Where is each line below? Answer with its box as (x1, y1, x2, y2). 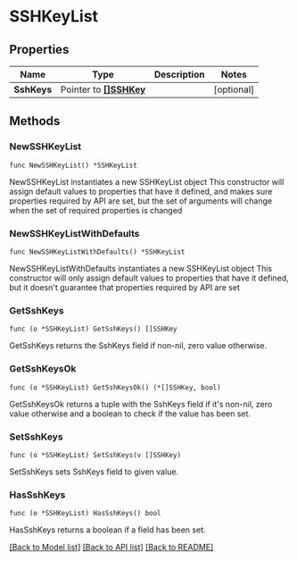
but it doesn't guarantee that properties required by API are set (9, 281, 241, 292)
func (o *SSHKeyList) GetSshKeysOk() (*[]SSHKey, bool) (9, 382, 221, 392)
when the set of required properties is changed (9, 205, 183, 215)
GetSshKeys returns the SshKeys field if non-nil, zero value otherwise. (9, 340, 268, 351)
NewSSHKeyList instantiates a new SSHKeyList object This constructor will (9, 176, 285, 187)
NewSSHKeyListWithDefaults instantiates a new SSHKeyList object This (9, 263, 273, 273)
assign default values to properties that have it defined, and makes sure (9, 186, 273, 197)
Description (154, 69, 205, 80)
